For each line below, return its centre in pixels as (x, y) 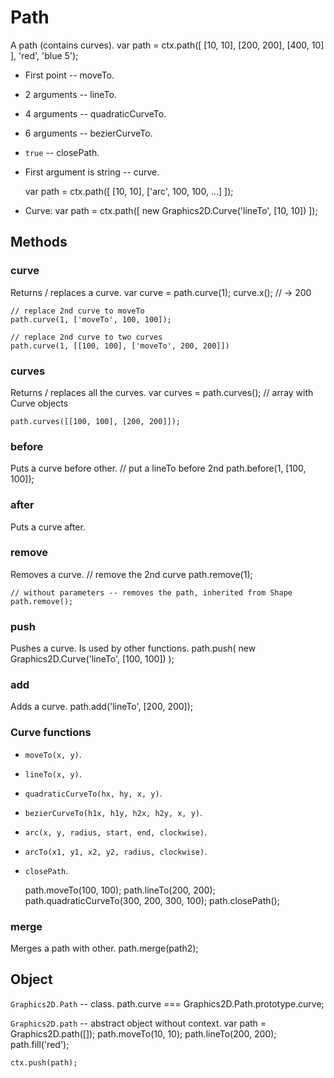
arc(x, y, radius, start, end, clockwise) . (116, 832)
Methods (39, 242)
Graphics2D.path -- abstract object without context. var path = (138, 1023)
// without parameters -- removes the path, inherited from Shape (151, 592)
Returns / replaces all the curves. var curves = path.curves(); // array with (162, 392)
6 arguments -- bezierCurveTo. (88, 133)
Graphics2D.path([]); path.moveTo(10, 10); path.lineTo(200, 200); (143, 1033)
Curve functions (51, 733)
